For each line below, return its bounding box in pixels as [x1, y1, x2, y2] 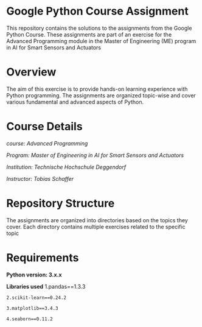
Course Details [6, 120, 83, 133]
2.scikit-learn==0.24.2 [6, 294, 67, 301]
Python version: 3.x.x [6, 271, 62, 278]
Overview [6, 65, 57, 79]
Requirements [6, 251, 79, 264]
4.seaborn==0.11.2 [6, 315, 53, 322]
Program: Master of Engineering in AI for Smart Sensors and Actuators [6, 151, 184, 159]
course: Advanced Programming [6, 139, 88, 147]
